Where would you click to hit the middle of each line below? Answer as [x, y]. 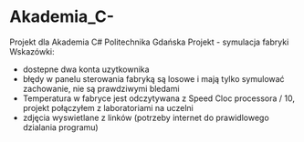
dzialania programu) [60, 127]
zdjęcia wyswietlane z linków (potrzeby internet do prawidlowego [146, 117]
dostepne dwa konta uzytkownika [86, 69]
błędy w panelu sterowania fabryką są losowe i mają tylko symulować [153, 78]
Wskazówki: [32, 51]
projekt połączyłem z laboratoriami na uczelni [108, 107]
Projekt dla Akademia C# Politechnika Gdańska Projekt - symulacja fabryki [149, 42]
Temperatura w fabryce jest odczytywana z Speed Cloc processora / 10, [158, 98]
